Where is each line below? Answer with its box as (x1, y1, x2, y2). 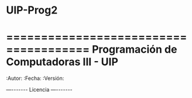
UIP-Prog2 (6, 4, 58, 17)
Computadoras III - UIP (6, 55, 119, 69)
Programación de (91, 43, 177, 56)
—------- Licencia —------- (6, 86, 73, 93)
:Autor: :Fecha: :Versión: (6, 75, 64, 82)
